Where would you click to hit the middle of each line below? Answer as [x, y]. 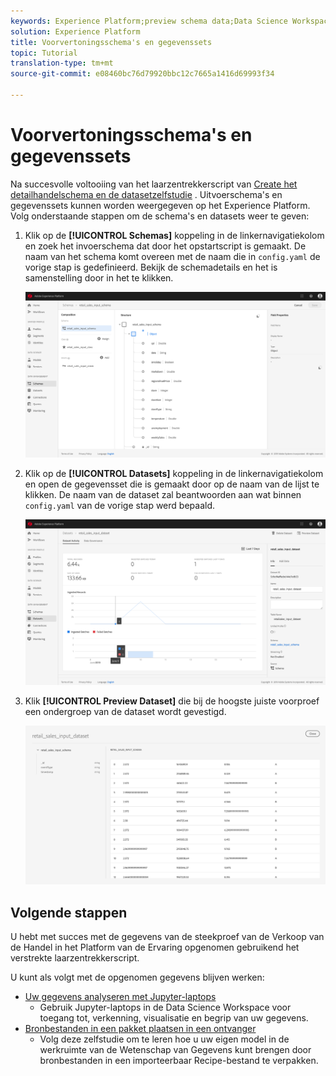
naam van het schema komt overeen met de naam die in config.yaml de [172, 256]
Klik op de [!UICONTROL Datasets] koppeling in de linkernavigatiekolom [174, 473]
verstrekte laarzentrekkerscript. [75, 958]
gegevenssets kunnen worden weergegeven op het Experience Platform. [160, 205]
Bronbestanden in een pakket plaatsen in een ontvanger [140, 1029]
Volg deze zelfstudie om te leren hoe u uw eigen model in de [164, 1039]
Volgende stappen [69, 912]
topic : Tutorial [44, 53]
